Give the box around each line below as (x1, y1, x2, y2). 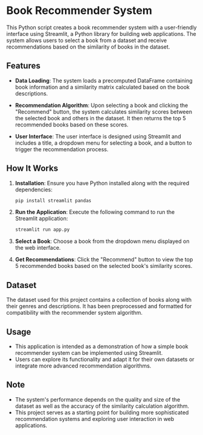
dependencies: (15, 186, 53, 193)
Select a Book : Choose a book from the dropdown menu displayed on (15, 238, 190, 245)
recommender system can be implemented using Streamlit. (15, 349, 163, 356)
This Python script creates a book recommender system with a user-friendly (6, 24, 197, 31)
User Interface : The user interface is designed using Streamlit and (15, 132, 181, 140)
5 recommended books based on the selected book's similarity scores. (15, 262, 193, 270)
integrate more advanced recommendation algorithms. (15, 362, 151, 369)
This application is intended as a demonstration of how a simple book (15, 343, 189, 350)
